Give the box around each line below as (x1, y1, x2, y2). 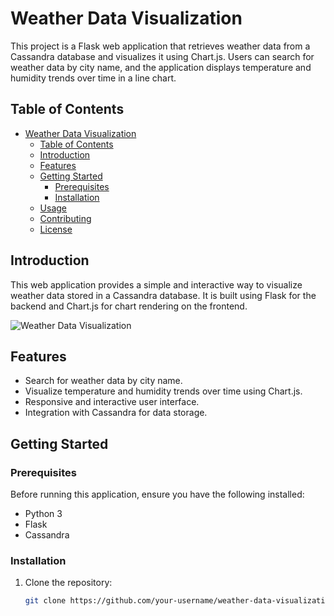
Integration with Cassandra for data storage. (24, 407, 208, 419)
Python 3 (24, 508, 63, 520)
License (39, 223, 73, 235)
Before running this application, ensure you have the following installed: (10, 488, 305, 501)
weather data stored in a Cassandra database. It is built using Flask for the (10, 289, 317, 301)
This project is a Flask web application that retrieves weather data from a (10, 40, 311, 52)
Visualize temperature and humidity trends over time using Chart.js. (24, 385, 303, 397)
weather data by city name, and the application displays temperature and (10, 61, 312, 73)
